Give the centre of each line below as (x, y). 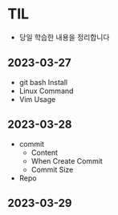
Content (44, 152)
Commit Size (52, 169)
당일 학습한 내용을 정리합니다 (64, 37)
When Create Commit (67, 160)
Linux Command (46, 91)
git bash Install (43, 82)
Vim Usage (37, 99)
